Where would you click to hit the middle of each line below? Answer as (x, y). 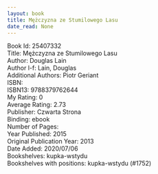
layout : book (26, 13)
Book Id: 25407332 (34, 46)
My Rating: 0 (25, 97)
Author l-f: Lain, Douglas (42, 68)
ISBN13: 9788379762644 (43, 90)
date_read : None (30, 26)
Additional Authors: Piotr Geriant (53, 75)
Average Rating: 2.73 (37, 105)
